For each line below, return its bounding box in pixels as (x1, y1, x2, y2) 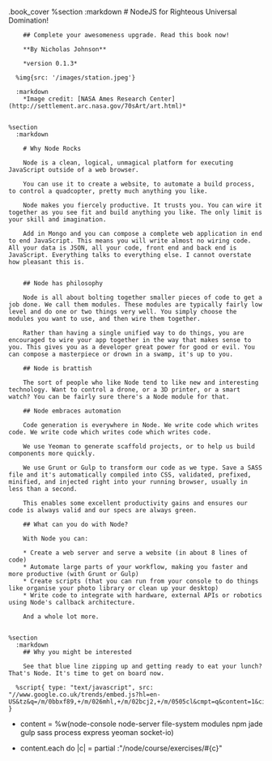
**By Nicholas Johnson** (23, 45, 107, 53)
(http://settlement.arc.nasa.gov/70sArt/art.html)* (8, 102, 186, 110)
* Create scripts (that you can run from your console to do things (23, 577, 259, 585)
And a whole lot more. (23, 613, 100, 621)
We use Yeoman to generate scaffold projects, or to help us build (23, 442, 255, 451)
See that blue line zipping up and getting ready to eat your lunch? (23, 662, 263, 670)
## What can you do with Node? (23, 520, 129, 528)
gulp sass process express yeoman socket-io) (19, 728, 174, 737)
